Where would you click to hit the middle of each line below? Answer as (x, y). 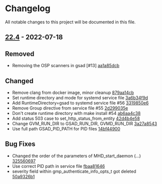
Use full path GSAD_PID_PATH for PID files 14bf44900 (66, 129)
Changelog (28, 9)
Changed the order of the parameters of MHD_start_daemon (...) (76, 156)
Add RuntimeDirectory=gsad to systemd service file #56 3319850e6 (80, 103)
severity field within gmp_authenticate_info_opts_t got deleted (74, 171)
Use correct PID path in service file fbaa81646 (58, 166)
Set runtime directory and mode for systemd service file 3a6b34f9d (80, 97)
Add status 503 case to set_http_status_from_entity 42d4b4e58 (76, 118)
